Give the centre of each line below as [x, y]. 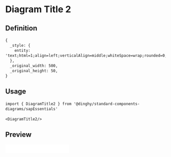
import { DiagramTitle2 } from [38, 104]
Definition [21, 28]
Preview [19, 135]
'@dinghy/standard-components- [107, 104]
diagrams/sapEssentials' [32, 109]
